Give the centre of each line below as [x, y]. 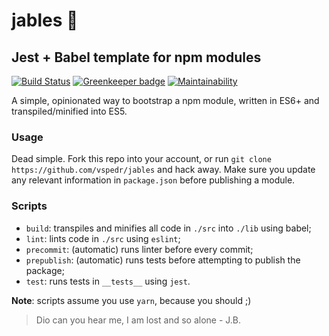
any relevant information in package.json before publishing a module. [153, 180]
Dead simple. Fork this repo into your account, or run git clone [141, 159]
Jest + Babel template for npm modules [136, 57]
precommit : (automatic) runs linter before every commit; [139, 249]
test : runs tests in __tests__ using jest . [108, 281]
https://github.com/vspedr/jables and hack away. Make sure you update [163, 170]
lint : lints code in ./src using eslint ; [103, 238]
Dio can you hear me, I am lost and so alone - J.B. [138, 320]
